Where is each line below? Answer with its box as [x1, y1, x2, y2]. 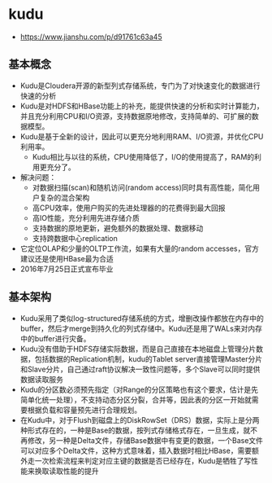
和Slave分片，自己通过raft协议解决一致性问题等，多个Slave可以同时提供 [19, 364, 261, 374]
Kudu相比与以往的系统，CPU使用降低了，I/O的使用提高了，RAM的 [32, 151, 255, 161]
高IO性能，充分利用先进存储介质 [32, 213, 140, 222]
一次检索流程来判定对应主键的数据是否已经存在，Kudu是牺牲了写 [34, 455, 252, 465]
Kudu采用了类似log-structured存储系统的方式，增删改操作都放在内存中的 [19, 313, 264, 323]
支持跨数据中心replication [32, 233, 118, 243]
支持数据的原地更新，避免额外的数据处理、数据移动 [32, 223, 204, 233]
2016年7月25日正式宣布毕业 [19, 264, 114, 274]
